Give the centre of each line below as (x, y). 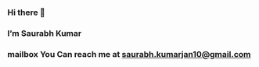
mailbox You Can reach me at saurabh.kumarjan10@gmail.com (129, 54)
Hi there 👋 (27, 12)
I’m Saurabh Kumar (45, 33)
